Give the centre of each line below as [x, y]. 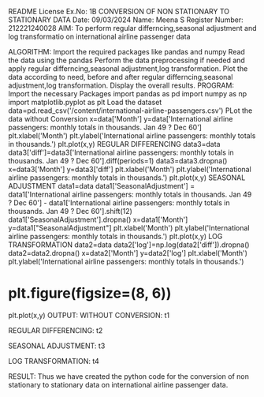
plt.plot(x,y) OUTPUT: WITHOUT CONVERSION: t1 [89, 315]
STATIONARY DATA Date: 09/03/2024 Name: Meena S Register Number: [126, 20]
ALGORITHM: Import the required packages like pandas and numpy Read [127, 52]
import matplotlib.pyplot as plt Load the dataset [85, 102]
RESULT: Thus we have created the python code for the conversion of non [129, 376]
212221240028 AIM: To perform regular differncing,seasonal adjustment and [132, 28]
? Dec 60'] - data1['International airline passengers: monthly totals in [119, 203]
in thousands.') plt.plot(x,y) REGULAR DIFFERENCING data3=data [114, 144]
